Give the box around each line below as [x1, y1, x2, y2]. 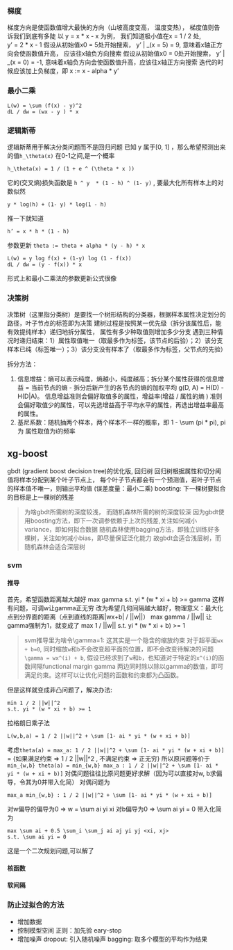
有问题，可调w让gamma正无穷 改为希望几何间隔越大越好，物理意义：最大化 [7, 604, 224, 612]
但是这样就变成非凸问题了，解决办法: [7, 686, 113, 694]
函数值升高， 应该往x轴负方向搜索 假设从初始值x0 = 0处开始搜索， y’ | [25, 49, 225, 58]
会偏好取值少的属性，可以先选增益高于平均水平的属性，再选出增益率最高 [17, 401, 224, 409]
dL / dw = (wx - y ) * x [7, 108, 79, 116]
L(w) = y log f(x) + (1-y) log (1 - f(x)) [7, 255, 132, 262]
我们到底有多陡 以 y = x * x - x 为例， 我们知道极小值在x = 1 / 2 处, [12, 32, 201, 40]
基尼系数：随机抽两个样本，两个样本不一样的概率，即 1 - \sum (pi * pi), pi [17, 418, 226, 427]
